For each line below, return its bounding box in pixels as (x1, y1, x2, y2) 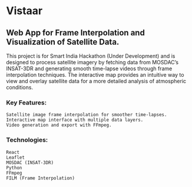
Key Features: (6, 99, 47, 107)
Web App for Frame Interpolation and (6, 28, 145, 38)
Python (6, 165, 22, 170)
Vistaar (6, 4, 43, 18)
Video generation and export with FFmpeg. (6, 122, 112, 128)
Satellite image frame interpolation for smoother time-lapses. (6, 112, 167, 118)
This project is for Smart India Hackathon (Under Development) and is (6, 53, 176, 60)
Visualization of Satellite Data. (6, 37, 120, 47)
